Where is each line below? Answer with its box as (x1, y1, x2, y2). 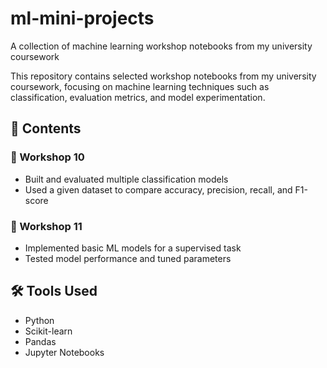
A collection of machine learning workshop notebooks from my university (10, 40, 313, 52)
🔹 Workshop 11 (10, 219, 83, 233)
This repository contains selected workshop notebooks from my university (10, 70, 317, 82)
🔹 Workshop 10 (10, 150, 85, 164)
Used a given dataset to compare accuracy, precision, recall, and (24, 183, 293, 196)
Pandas (24, 335, 57, 347)
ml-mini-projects (10, 7, 155, 30)
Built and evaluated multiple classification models (24, 173, 229, 185)
